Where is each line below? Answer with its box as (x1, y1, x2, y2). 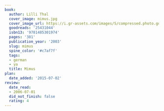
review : (4, 80, 21, 85)
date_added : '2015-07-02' (9, 76, 62, 81)
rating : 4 (9, 99, 29, 104)
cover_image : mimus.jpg (9, 16, 57, 21)
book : (4, 7, 16, 12)
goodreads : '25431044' (9, 26, 55, 30)
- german (9, 57, 27, 62)
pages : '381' (9, 35, 36, 40)
